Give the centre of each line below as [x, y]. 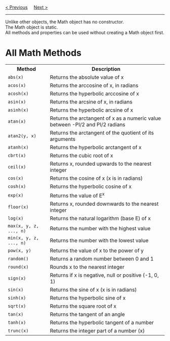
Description [106, 69]
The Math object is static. [32, 27]
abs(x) [16, 77]
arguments [63, 139]
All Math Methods [44, 53]
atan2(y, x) [22, 136]
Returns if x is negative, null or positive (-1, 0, [104, 275]
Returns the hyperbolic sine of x [88, 298]
